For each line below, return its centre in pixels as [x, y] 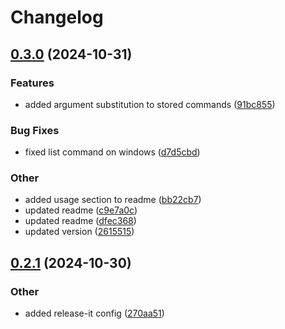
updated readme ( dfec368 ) [80, 221]
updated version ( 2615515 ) [79, 232]
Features [32, 83]
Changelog [57, 17]
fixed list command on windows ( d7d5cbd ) [112, 152]
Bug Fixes [35, 130]
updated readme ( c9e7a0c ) [81, 210]
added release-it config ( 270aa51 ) [94, 313]
